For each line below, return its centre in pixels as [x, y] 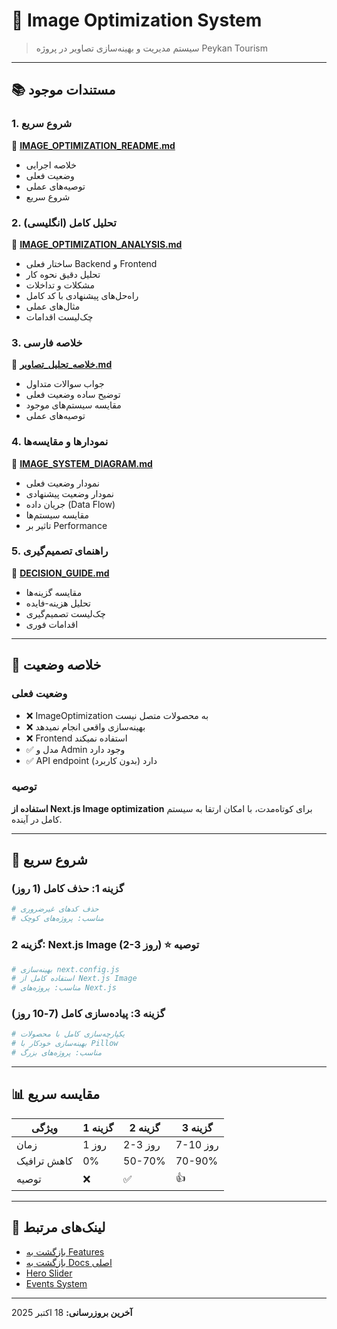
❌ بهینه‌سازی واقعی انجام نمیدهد [85, 726]
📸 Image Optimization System [137, 20]
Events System [56, 1283]
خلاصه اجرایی [51, 165]
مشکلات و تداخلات [60, 285]
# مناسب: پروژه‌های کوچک [57, 919]
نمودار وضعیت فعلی [62, 483]
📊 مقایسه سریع [56, 1094]
